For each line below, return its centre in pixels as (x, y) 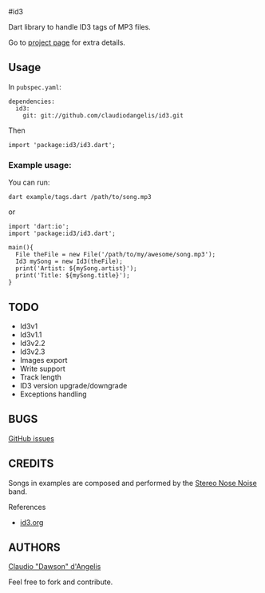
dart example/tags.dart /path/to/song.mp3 (80, 197)
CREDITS (31, 464)
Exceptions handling (53, 394)
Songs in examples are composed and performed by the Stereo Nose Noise (132, 483)
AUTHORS (35, 547)
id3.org (32, 522)
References (27, 507)
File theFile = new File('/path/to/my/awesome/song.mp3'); (116, 255)
